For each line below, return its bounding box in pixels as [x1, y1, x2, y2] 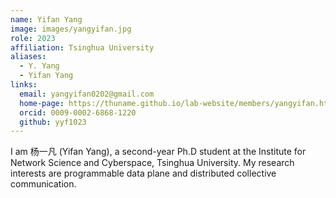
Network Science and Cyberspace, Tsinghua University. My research [10, 157, 295, 169]
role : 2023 [10, 33, 56, 43]
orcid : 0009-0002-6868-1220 [19, 107, 137, 118]
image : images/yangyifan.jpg [10, 24, 132, 34]
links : [10, 80, 38, 90]
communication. [10, 178, 77, 190]
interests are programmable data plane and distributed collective [10, 167, 277, 180]
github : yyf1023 [19, 117, 87, 127]
